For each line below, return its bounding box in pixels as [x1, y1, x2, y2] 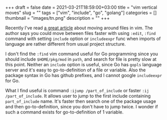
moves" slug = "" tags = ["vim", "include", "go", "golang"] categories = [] [5, 10, 157, 16]
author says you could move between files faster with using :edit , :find [5, 30, 156, 36]
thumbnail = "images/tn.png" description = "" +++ [5, 15, 110, 21]
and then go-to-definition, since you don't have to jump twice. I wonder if [5, 104, 158, 109]
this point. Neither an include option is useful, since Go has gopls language [5, 62, 162, 67]
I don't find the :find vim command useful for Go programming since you [5, 51, 158, 57]
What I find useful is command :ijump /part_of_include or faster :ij [5, 88, 149, 93]
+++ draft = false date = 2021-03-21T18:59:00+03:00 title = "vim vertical [5, 5, 157, 10]
